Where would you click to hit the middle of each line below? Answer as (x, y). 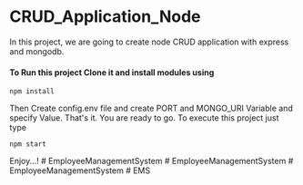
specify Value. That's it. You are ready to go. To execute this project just (144, 118)
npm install (32, 92)
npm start (28, 144)
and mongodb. (37, 51)
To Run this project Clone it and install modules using (112, 72)
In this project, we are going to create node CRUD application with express (149, 42)
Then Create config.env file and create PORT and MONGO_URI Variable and (151, 108)
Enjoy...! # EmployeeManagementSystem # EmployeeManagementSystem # (151, 161)
